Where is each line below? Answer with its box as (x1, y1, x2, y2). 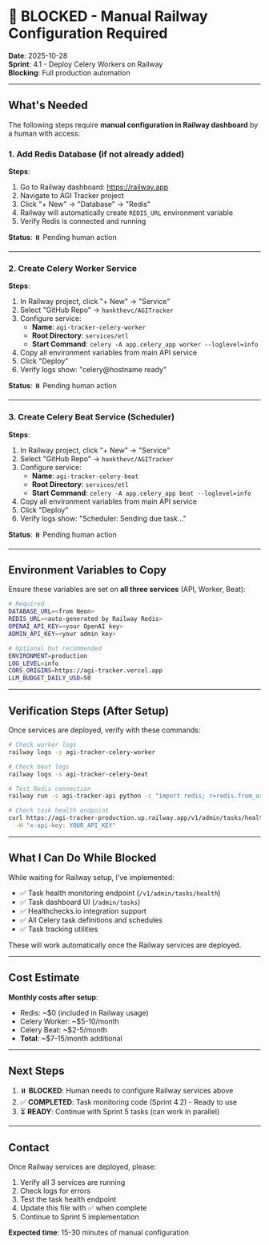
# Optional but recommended (8, 644, 102, 652)
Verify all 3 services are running (19, 1178, 126, 1187)
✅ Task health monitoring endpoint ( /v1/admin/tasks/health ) (19, 888, 221, 898)
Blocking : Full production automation (8, 67, 130, 77)
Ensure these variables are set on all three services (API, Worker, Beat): (8, 585, 246, 594)
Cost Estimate (8, 971, 80, 985)
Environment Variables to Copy (8, 563, 167, 577)
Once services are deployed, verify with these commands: (8, 725, 201, 735)
